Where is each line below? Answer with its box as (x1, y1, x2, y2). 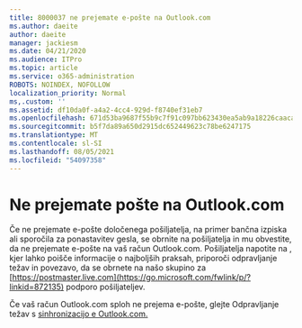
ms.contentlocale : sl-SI (9, 139, 102, 148)
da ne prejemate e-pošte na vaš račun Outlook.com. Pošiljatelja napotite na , (9, 243, 292, 254)
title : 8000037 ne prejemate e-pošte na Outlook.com (9, 13, 211, 23)
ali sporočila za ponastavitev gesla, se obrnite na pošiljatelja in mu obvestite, (9, 233, 292, 244)
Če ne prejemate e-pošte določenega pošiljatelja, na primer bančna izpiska (9, 224, 288, 235)
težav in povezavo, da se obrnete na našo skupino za (9, 262, 207, 273)
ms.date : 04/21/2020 (9, 47, 87, 56)
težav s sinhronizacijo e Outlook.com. (9, 308, 148, 320)
